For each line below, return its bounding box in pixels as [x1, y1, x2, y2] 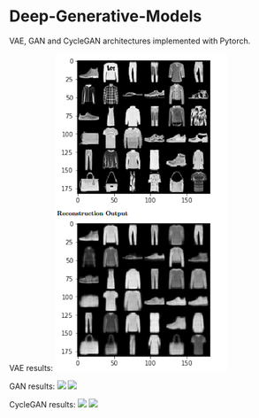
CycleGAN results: [9, 399, 76, 409]
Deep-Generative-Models [9, 6, 202, 27]
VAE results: [9, 362, 54, 373]
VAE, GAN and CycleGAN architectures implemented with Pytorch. [9, 35, 251, 46]
